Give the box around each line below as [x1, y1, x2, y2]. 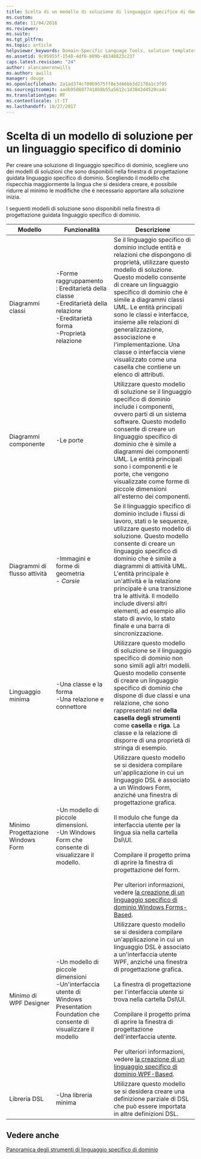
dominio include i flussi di [113, 509, 185, 518]
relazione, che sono [113, 699, 169, 707]
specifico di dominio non [113, 654, 183, 662]
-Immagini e [56, 554, 91, 563]
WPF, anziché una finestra [113, 958, 188, 966]
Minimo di [9, 991, 37, 1000]
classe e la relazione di [113, 729, 178, 737]
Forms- [165, 903, 187, 912]
